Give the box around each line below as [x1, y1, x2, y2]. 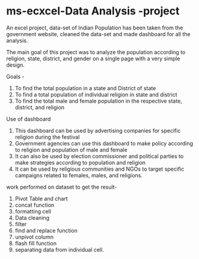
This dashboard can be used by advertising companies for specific [14, 127, 181, 134]
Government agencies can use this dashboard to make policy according [14, 139, 194, 147]
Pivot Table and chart [14, 195, 68, 202]
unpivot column [14, 233, 54, 240]
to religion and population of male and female [14, 146, 127, 153]
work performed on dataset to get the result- [6, 183, 117, 190]
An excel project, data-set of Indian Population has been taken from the [6, 24, 183, 31]
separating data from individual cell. [14, 246, 104, 253]
